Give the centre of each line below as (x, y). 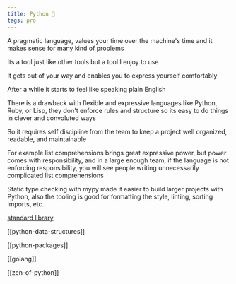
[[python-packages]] (38, 245)
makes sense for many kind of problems (66, 48)
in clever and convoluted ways (52, 118)
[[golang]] (22, 259)
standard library (30, 218)
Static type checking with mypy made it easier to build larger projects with (115, 189)
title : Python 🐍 (31, 14)
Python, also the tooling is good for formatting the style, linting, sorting (110, 196)
